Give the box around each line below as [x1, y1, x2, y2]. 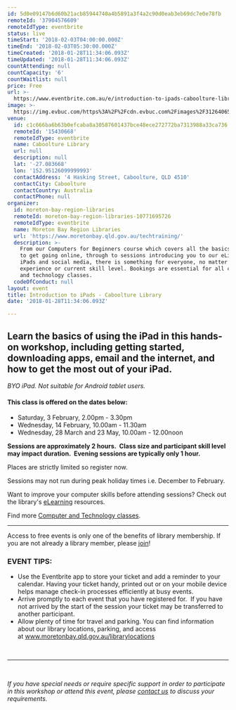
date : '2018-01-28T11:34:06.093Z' [7, 298, 109, 305]
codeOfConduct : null [13, 278, 74, 285]
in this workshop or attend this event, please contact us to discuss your [7, 687, 215, 696]
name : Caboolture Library [13, 141, 90, 148]
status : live [7, 30, 46, 37]
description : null [13, 154, 68, 162]
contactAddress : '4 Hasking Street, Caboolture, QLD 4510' [13, 174, 190, 181]
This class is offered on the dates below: [7, 398, 128, 406]
